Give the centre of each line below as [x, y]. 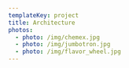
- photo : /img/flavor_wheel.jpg [68, 52]
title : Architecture [42, 23]
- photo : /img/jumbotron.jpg [63, 45]
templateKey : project [44, 15]
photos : [21, 30]
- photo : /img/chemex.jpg [58, 37]
